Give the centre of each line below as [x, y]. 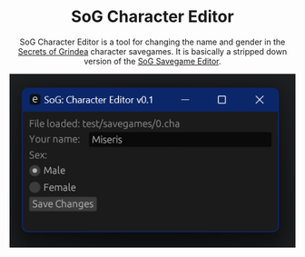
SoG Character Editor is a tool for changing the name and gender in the [152, 42]
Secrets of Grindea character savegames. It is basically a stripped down [152, 51]
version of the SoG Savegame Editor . [152, 61]
